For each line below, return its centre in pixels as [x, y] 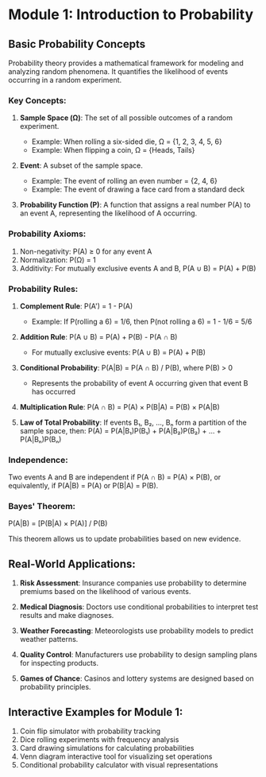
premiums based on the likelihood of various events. [105, 592]
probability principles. [55, 687]
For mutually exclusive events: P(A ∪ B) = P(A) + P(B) [119, 352]
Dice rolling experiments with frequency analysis [99, 740]
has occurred [53, 391]
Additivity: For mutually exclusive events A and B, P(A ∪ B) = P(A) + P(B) [138, 268]
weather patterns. [49, 639]
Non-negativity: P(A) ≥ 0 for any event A [86, 251]
